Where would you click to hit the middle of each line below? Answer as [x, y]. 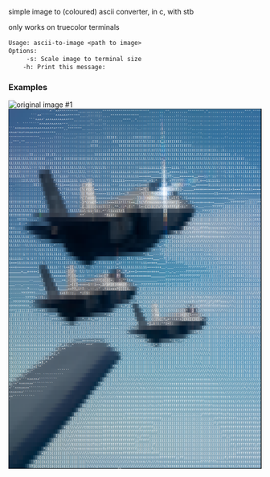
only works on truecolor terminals [64, 27]
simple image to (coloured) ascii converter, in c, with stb [101, 12]
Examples [28, 87]
